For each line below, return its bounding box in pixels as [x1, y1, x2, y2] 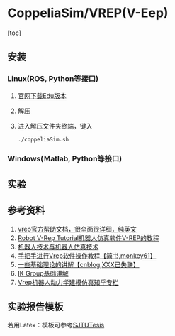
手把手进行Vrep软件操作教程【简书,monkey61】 [17, 251, 157, 260]
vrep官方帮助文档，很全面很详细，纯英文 [17, 224, 137, 233]
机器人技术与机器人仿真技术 [17, 242, 99, 251]
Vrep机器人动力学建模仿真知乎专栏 [17, 278, 119, 286]
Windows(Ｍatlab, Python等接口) [7, 154, 123, 164]
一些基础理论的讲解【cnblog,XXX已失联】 [17, 260, 140, 269]
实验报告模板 [7, 300, 64, 313]
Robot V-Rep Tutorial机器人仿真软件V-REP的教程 [17, 233, 159, 242]
